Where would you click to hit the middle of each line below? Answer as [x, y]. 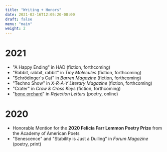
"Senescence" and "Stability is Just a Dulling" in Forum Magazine [80, 139]
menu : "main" [19, 24]
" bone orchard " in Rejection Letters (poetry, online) [65, 94]
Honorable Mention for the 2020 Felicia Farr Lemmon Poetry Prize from [87, 128]
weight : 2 [16, 29]
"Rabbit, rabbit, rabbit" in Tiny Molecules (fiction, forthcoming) [77, 73]
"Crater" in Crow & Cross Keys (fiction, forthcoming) [67, 89]
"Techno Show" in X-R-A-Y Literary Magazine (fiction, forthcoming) [82, 83]
